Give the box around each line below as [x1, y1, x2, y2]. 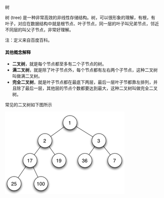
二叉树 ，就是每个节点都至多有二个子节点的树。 [12, 61, 106, 67]
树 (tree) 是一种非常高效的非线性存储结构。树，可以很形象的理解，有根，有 [5, 15, 156, 20]
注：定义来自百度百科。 [5, 37, 52, 43]
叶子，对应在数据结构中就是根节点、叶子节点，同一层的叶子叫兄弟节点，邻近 [5, 21, 159, 26]
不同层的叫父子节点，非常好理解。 [5, 27, 74, 33]
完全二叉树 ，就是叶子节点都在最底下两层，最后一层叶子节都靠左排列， [12, 79, 154, 85]
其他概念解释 [5, 49, 31, 55]
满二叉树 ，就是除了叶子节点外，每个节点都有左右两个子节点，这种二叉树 [12, 67, 158, 73]
